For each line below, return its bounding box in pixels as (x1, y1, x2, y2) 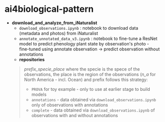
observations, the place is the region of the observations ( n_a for (24, 71, 156, 77)
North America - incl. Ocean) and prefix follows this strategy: (24, 77, 148, 82)
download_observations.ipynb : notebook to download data (19, 25, 138, 31)
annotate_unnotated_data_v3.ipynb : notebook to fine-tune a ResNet (19, 36, 158, 41)
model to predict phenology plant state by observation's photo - (19, 41, 149, 46)
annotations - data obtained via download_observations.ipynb (31, 96, 156, 102)
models (31, 91, 47, 97)
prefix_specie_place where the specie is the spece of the (24, 66, 140, 72)
